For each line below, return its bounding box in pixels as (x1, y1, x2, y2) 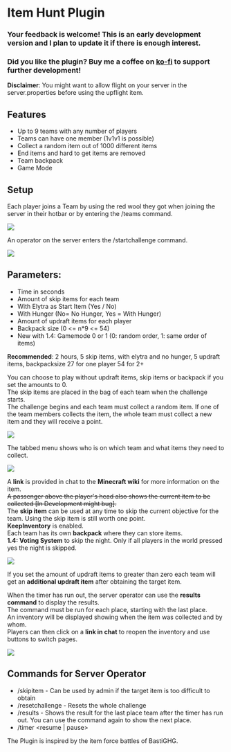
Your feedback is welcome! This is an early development (7, 30, 201, 39)
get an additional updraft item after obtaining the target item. (7, 577, 182, 586)
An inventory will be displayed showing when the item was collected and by (7, 613, 223, 621)
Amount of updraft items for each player (17, 316, 132, 325)
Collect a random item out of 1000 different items (17, 142, 158, 150)
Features (7, 109, 46, 120)
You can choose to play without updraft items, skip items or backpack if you (7, 373, 223, 382)
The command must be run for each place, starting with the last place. (7, 605, 207, 614)
